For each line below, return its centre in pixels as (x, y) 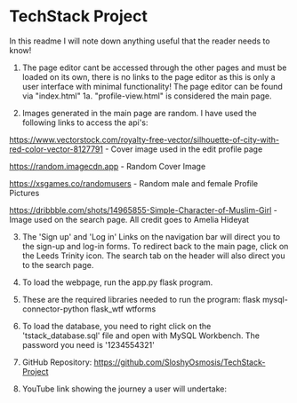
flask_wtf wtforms (123, 309)
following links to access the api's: (85, 122)
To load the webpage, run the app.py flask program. (117, 282)
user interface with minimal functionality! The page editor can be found (152, 86)
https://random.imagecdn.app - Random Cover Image (108, 166)
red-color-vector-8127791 (56, 149)
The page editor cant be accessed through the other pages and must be (154, 67)
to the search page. (58, 265)
